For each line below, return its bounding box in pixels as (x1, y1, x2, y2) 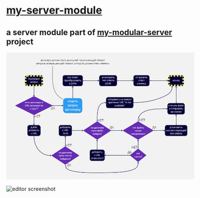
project (6, 36, 34, 46)
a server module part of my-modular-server (6, 27, 173, 37)
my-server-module (6, 4, 103, 17)
